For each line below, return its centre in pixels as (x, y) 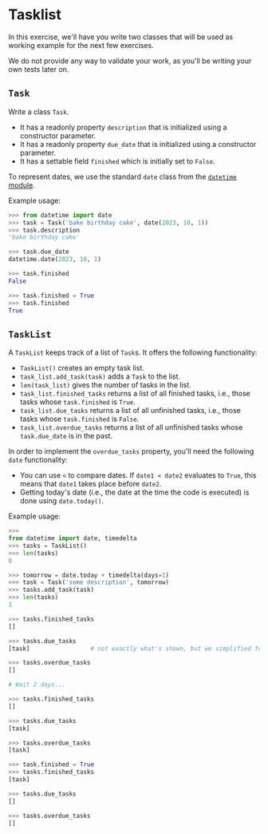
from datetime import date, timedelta (73, 538)
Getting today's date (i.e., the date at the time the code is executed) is (134, 492)
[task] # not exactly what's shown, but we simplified (130, 649)
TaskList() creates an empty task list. (82, 368)
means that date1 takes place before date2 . (91, 484)
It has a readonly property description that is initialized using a (123, 127)
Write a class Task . (39, 111)
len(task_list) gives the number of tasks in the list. (105, 385)
